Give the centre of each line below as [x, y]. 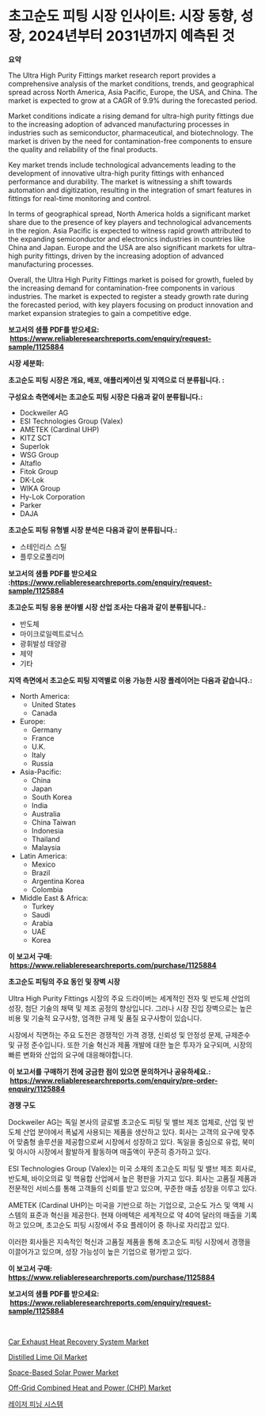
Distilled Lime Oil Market [48, 1357]
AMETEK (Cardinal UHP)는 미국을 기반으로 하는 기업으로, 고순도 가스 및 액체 [127, 1205]
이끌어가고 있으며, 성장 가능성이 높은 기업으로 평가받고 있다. [100, 1251]
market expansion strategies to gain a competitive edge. [100, 313]
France [43, 738]
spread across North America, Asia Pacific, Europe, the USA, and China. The [133, 92]
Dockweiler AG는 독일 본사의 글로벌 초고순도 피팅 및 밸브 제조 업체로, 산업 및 [127, 1122]
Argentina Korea [58, 881]
